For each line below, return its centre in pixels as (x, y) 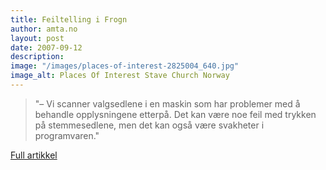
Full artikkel (34, 155)
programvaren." (67, 135)
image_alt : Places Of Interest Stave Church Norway (120, 76)
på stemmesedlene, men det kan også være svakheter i (149, 125)
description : (37, 57)
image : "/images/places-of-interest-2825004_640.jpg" (125, 66)
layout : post (37, 38)
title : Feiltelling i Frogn (69, 19)
